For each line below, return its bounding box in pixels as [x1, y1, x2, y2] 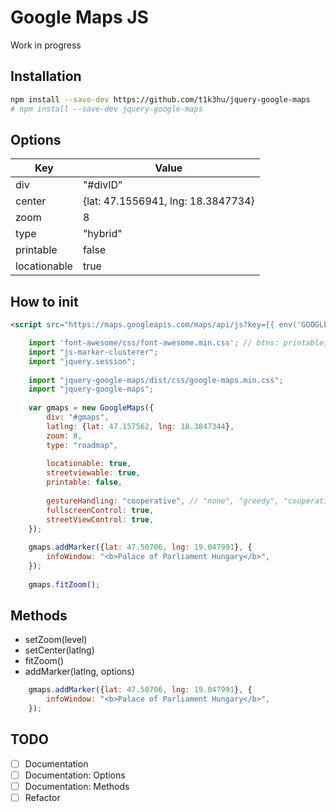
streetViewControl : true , [46, 514, 155, 525]
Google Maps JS [10, 6, 149, 29]
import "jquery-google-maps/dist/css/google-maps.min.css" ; [28, 375, 284, 385]
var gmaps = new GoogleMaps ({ [28, 403, 155, 413]
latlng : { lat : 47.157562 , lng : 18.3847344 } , [46, 421, 235, 431]
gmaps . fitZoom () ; [28, 579, 101, 590]
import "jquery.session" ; [28, 356, 137, 366]
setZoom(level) [24, 634, 88, 646]
